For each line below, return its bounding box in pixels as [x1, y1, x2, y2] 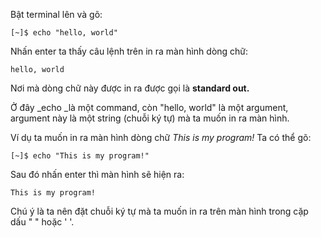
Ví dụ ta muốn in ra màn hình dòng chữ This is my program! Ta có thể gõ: [10, 132, 312, 143]
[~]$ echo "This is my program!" [10, 151, 150, 161]
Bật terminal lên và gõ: [10, 9, 103, 20]
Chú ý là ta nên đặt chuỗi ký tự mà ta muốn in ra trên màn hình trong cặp [10, 205, 309, 217]
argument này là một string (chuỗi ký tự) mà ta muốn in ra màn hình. [10, 112, 290, 124]
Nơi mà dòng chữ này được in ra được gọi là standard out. [10, 82, 250, 94]
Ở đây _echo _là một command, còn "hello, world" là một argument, [10, 102, 289, 113]
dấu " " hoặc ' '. [10, 216, 75, 228]
